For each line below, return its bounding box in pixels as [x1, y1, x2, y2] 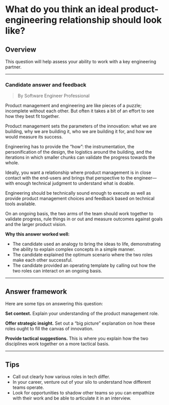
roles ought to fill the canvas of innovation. [5, 326, 94, 332]
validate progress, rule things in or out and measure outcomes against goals [5, 216, 163, 222]
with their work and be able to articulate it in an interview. [12, 395, 132, 401]
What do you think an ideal [5, 4, 119, 15]
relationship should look [59, 14, 162, 26]
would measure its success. [5, 134, 63, 140]
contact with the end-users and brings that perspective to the [5, 175, 133, 181]
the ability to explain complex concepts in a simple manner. [12, 246, 135, 252]
